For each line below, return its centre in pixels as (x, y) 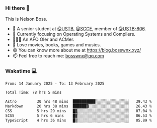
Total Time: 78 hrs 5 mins (33, 93)
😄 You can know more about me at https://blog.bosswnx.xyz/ (77, 50)
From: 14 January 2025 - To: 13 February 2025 (55, 83)
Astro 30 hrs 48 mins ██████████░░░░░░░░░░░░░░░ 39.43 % (78, 102)
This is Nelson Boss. (26, 19)
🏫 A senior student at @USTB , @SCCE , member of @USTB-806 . (79, 29)
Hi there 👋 (18, 8)
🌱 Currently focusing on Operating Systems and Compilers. (74, 34)
